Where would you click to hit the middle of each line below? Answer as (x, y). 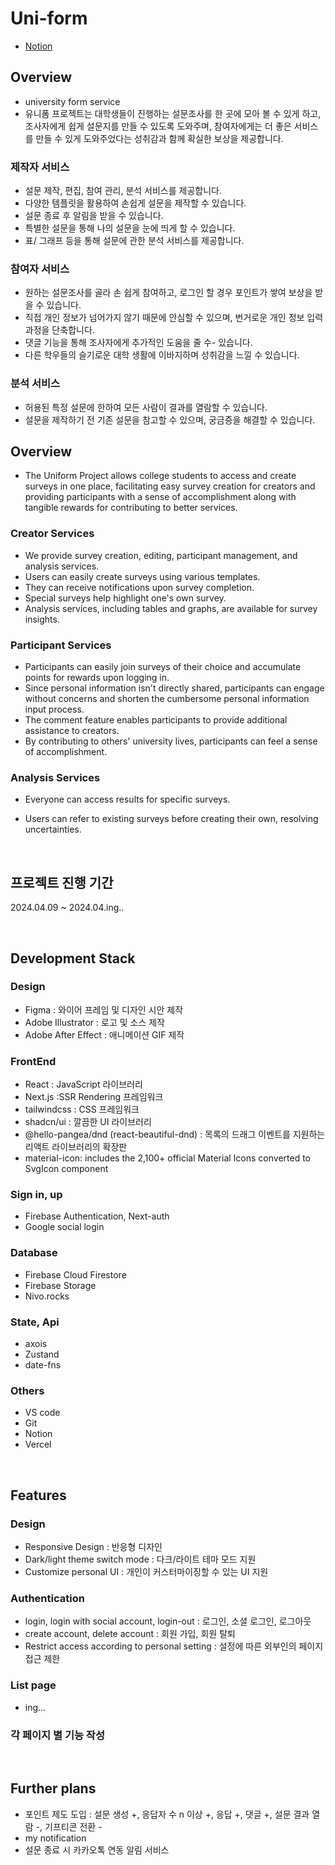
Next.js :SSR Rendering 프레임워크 (94, 1097)
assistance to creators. (72, 731)
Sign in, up (36, 1195)
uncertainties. (53, 829)
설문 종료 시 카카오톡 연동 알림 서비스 (97, 1849)
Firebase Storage (60, 1285)
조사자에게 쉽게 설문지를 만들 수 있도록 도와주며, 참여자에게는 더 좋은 (158, 126)
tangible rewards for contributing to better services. (131, 508)
